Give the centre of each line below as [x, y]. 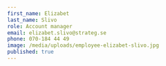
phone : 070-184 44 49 [38, 39]
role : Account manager [40, 26]
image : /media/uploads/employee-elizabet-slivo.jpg [83, 45]
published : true [30, 52]
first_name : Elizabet [38, 13]
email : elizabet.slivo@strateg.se [57, 33]
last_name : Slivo [32, 20]
